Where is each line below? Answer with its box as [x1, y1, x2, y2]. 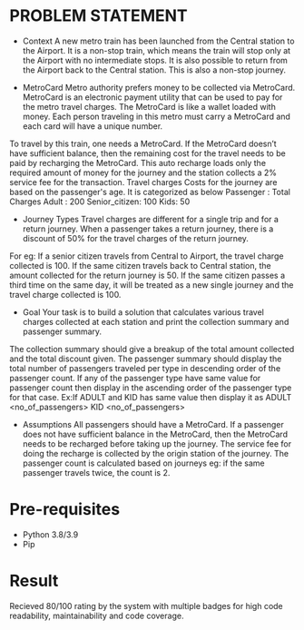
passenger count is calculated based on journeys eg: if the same [22, 458, 265, 468]
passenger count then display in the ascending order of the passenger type [9, 382, 292, 393]
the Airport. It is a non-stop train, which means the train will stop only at [22, 44, 291, 55]
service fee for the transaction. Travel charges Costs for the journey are [9, 176, 278, 187]
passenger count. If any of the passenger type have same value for [9, 372, 261, 383]
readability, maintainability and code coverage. [9, 610, 184, 621]
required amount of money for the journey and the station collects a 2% [9, 167, 277, 178]
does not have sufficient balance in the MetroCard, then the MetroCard [22, 428, 289, 439]
